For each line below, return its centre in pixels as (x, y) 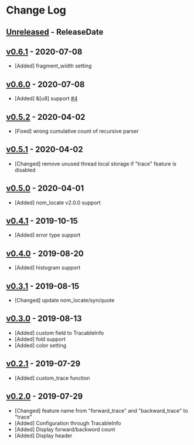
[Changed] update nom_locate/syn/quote (64, 301)
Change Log (36, 10)
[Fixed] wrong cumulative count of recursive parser (76, 131)
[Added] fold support (40, 339)
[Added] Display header (43, 436)
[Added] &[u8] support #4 (46, 99)
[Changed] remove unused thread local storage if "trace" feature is (96, 163)
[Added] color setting (40, 345)
